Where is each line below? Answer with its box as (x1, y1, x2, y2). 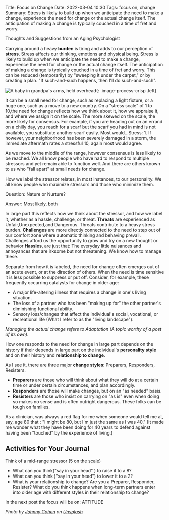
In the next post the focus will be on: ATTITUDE (5, 499, 104, 505)
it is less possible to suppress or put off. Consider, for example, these (5, 274, 149, 280)
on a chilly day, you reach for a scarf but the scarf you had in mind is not (5, 124, 156, 130)
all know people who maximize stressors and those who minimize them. (5, 182, 155, 187)
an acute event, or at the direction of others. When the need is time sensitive (5, 269, 164, 275)
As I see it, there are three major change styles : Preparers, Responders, (5, 362, 155, 368)
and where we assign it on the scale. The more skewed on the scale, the (5, 113, 155, 119)
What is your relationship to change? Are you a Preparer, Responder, (12, 478, 155, 485)
